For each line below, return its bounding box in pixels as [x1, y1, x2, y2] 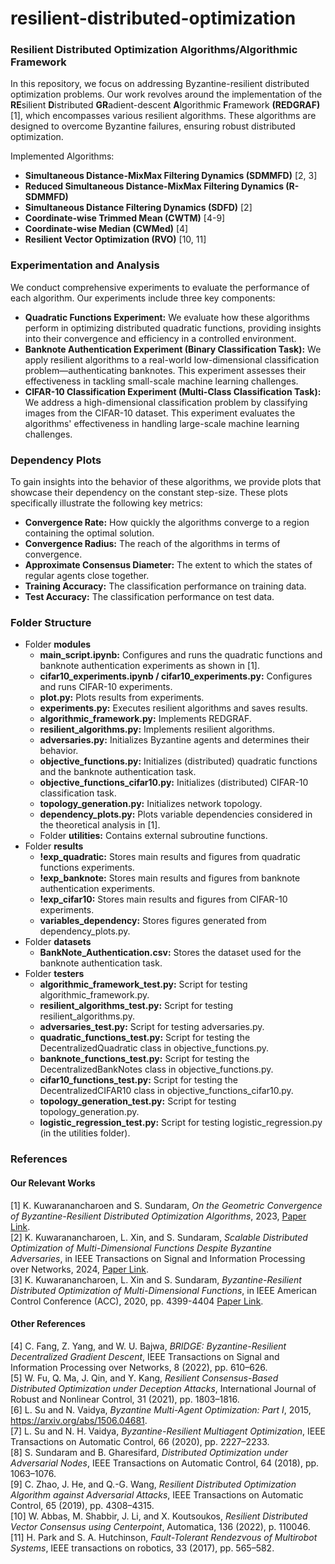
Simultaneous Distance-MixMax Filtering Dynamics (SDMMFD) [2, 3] [24, 170, 318, 182]
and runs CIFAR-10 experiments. [39, 681, 173, 693]
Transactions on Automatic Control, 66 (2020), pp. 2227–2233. [10, 1435, 270, 1447]
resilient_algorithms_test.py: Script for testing [39, 1000, 234, 1012]
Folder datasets [24, 936, 92, 948]
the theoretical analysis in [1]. [39, 819, 161, 831]
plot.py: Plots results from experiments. [39, 692, 205, 704]
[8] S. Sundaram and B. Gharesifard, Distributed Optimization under [10, 1446, 289, 1458]
